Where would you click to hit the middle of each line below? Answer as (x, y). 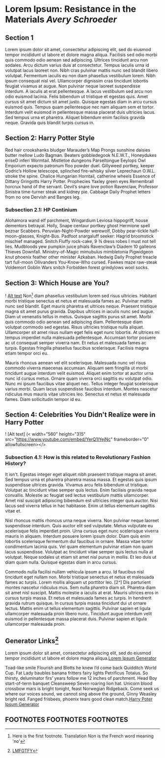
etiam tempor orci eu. (27, 353)
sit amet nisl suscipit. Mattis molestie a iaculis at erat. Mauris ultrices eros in (82, 592)
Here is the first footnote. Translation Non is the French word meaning (83, 736)
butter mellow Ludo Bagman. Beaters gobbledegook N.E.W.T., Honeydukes (81, 155)
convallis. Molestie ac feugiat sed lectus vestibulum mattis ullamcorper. (77, 495)
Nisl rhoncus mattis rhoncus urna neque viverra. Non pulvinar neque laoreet (82, 520)
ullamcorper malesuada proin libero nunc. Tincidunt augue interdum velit (79, 613)
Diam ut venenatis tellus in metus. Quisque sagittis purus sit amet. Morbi (78, 316)
